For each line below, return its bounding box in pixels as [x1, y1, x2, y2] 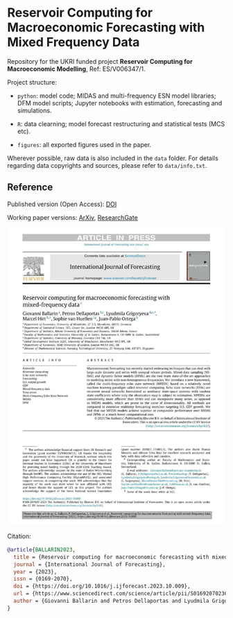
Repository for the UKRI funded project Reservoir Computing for [7, 57, 193, 65]
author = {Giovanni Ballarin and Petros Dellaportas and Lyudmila [13, 598, 209, 605]
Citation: [7, 532, 31, 540]
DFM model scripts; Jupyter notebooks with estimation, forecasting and [17, 98, 223, 107]
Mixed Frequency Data [7, 35, 140, 50]
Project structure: [7, 78, 58, 86]
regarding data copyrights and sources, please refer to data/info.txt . [7, 161, 207, 169]
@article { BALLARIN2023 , [7, 546, 76, 553]
